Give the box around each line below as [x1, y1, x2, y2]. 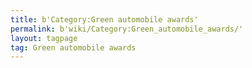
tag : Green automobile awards [10, 42, 137, 53]
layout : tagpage [10, 33, 78, 43]
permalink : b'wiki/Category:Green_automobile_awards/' [10, 24, 244, 34]
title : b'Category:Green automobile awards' [10, 14, 199, 25]
